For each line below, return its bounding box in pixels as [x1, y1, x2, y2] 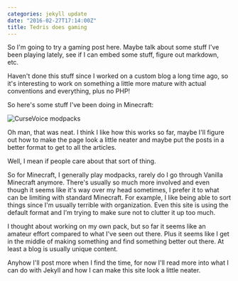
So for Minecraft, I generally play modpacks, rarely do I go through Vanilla [7, 171, 224, 180]
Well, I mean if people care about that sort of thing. [7, 157, 156, 165]
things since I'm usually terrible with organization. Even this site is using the [7, 201, 229, 209]
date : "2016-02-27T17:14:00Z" [7, 17, 97, 24]
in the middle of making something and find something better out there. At [7, 237, 225, 246]
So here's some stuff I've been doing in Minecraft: [7, 101, 154, 109]
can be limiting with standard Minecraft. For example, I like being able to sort [7, 193, 232, 202]
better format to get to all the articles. [7, 143, 117, 152]
